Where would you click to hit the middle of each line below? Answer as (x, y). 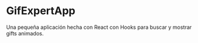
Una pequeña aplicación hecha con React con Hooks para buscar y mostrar (99, 27)
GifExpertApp (41, 11)
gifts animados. (25, 33)
